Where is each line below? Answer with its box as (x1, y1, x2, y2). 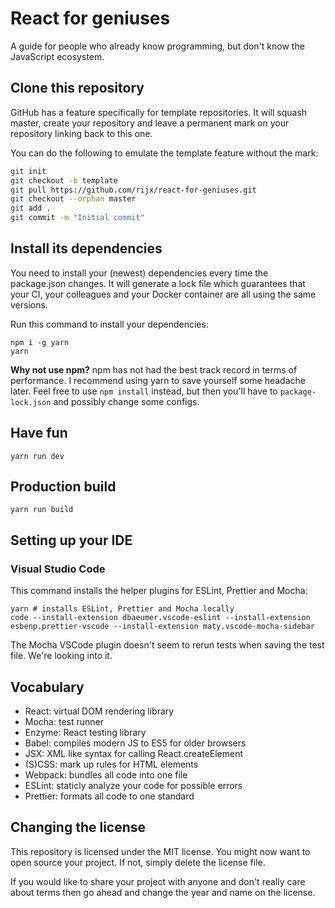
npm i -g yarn (10, 337, 70, 347)
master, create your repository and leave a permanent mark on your (10, 117, 290, 129)
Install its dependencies (10, 240, 163, 257)
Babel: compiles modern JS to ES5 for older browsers (24, 737, 247, 749)
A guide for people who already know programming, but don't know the (10, 40, 305, 52)
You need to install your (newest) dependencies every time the (10, 267, 269, 279)
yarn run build (10, 505, 74, 515)
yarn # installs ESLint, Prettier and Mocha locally (10, 604, 235, 614)
